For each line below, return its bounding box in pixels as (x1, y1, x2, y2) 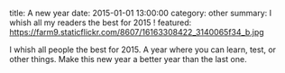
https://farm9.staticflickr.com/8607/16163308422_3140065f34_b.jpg (9, 27, 264, 37)
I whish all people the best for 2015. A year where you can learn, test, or (9, 44, 277, 55)
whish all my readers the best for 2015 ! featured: (9, 17, 192, 28)
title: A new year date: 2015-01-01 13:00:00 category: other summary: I (9, 8, 272, 18)
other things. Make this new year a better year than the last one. (9, 54, 247, 64)
